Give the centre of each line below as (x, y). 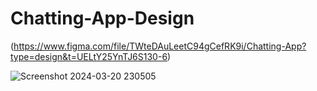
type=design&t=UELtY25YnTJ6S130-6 (89, 56)
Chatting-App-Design (102, 18)
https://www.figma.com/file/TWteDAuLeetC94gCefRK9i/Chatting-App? (160, 46)
